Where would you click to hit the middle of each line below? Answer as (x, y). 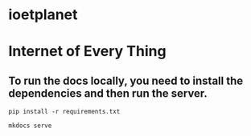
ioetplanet (43, 15)
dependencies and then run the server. (108, 93)
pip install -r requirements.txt (64, 112)
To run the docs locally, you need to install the (126, 80)
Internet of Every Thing (87, 52)
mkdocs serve (30, 126)
